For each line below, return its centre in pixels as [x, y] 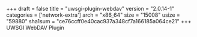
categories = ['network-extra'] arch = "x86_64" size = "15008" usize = [93, 15]
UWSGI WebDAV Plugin [35, 27]
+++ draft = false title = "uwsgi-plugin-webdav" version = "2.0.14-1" [90, 9]
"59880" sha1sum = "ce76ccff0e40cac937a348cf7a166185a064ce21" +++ [99, 21]
